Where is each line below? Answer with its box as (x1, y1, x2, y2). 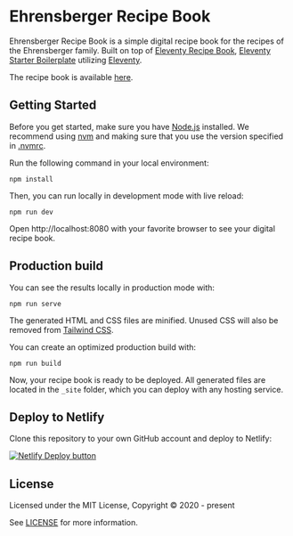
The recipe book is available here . (9, 71, 134, 82)
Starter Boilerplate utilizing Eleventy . (9, 54, 142, 65)
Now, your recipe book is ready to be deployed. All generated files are (9, 374, 266, 385)
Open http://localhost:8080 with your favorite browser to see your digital (9, 223, 276, 233)
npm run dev (9, 207, 53, 216)
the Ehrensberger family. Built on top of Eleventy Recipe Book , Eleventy (9, 45, 272, 55)
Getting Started (9, 98, 97, 113)
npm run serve (9, 299, 62, 308)
